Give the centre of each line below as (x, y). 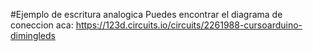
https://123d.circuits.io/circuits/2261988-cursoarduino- (189, 25)
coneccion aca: (42, 25)
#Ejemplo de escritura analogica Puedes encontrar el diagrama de (146, 14)
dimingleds (33, 35)
